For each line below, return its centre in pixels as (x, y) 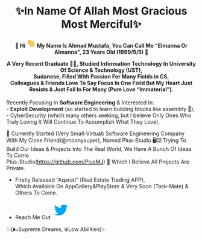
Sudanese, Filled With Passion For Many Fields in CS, (101, 76)
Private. (16, 168)
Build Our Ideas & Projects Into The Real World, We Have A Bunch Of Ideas (99, 149)
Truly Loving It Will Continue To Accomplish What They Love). (83, 122)
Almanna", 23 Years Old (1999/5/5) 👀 (101, 52)
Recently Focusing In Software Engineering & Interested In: (80, 103)
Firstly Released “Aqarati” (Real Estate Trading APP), (80, 180)
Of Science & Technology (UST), (101, 70)
